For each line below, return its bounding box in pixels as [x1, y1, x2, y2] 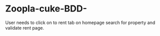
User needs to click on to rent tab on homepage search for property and [5, 19, 155, 25]
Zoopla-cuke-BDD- [5, 3, 87, 14]
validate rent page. [5, 24, 44, 30]
